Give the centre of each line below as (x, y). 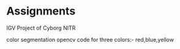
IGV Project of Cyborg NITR (41, 28)
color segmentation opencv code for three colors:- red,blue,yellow (90, 39)
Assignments (41, 11)
